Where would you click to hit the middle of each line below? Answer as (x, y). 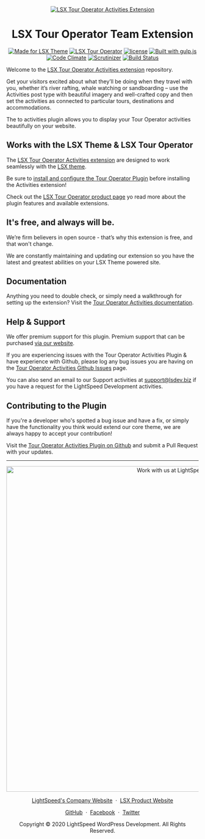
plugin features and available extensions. (58, 203)
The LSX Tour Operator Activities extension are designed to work (88, 160)
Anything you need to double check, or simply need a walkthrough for (94, 296)
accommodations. (29, 107)
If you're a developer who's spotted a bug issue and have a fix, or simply (98, 420)
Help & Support (36, 322)
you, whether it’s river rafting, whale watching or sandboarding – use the (97, 88)
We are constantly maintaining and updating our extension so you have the (100, 256)
